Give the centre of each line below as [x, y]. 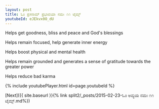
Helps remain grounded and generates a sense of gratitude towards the [78, 62]
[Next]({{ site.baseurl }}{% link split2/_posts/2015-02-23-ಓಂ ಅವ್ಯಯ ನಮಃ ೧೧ [79, 95]
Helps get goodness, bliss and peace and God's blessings [64, 33]
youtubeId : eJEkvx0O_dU [30, 19]
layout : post [19, 10]
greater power [20, 67]
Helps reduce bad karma [30, 76]
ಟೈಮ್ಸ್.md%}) [18, 101]
